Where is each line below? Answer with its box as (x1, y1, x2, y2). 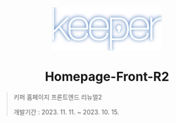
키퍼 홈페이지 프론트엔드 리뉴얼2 (13, 93, 103, 101)
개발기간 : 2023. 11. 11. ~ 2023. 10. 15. (13, 108, 120, 116)
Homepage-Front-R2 (44, 69, 170, 84)
